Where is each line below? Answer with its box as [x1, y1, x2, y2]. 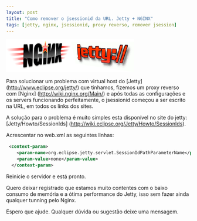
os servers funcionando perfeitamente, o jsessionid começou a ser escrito [6, 97, 186, 104]
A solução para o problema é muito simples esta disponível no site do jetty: [6, 114, 188, 121]
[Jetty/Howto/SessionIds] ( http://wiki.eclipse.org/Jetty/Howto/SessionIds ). [6, 120, 186, 127]
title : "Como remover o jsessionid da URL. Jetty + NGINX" [6, 15, 154, 22]
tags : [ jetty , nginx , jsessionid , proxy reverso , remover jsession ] [6, 22, 177, 28]
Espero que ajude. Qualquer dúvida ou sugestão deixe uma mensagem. [6, 208, 179, 215]
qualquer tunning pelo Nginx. [6, 196, 76, 203]
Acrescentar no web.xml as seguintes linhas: [6, 132, 114, 139]
